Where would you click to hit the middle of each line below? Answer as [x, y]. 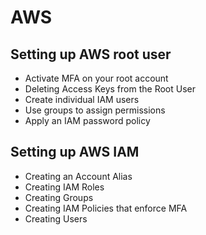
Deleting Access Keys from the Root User [110, 89]
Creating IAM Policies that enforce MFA [106, 208]
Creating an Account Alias [78, 176]
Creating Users [56, 218]
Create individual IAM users [82, 99]
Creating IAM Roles [64, 187]
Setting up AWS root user [91, 54]
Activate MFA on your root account [96, 78]
